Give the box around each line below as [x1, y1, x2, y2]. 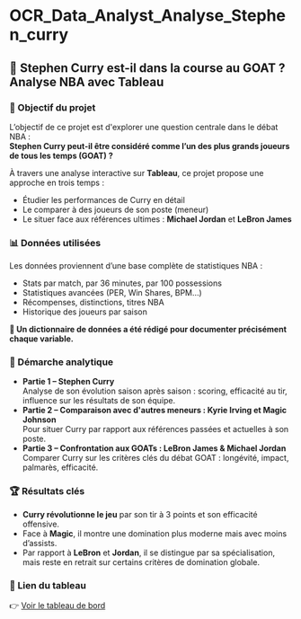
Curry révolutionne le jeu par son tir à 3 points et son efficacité [22, 508, 258, 519]
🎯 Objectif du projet [9, 101, 96, 113]
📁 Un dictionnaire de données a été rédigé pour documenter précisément [9, 324, 288, 335]
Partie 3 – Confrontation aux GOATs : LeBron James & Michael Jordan [22, 443, 287, 454]
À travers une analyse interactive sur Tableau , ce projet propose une [9, 167, 264, 178]
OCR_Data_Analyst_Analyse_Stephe [9, 5, 286, 26]
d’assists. [22, 537, 58, 548]
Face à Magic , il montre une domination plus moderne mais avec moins [22, 527, 288, 539]
